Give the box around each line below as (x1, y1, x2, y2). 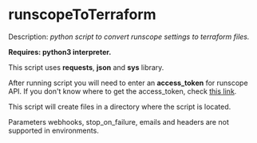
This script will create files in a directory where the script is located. (8, 102, 231, 111)
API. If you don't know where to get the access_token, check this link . (8, 86, 237, 96)
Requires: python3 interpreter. (8, 47, 112, 56)
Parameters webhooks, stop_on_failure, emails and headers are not (8, 117, 229, 126)
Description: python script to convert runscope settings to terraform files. (8, 32, 250, 41)
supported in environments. (8, 126, 100, 135)
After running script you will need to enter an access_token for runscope (8, 78, 249, 87)
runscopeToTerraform (8, 6, 157, 24)
